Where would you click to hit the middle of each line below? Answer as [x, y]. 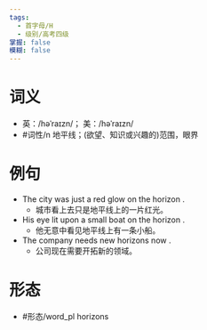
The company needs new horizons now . [96, 240]
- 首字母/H [35, 26]
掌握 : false [30, 42]
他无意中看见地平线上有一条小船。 [98, 230]
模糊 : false [30, 51]
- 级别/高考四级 [43, 34]
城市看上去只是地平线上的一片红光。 [102, 209]
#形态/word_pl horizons [65, 316]
